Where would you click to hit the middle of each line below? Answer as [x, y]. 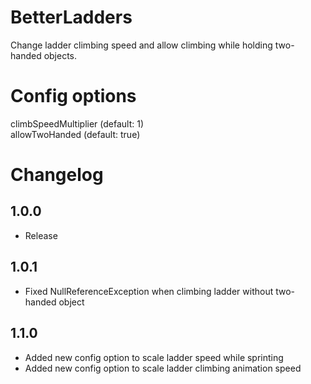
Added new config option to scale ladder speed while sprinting [154, 357]
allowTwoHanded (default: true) [75, 134]
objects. [60, 55]
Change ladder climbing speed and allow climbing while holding [141, 45]
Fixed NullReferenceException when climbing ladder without [149, 291]
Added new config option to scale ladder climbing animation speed [163, 368]
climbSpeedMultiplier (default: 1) [77, 123]
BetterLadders [71, 17]
